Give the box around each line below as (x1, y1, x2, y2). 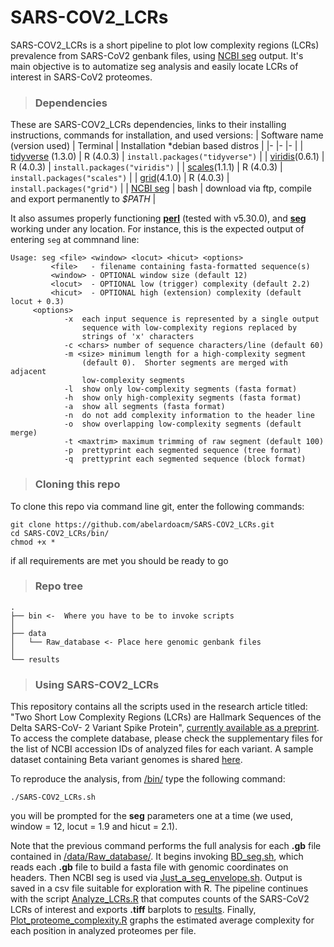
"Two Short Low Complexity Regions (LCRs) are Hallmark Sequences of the (10, 711, 322, 723)
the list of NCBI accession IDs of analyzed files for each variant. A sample (10, 743, 314, 755)
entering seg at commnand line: (10, 234, 140, 246)
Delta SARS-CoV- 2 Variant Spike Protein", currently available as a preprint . (10, 722, 320, 734)
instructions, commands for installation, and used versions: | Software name (10, 129, 324, 141)
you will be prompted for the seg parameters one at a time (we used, (10, 810, 294, 822)
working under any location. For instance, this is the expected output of (10, 223, 305, 235)
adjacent (10, 367, 47, 377)
